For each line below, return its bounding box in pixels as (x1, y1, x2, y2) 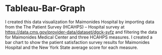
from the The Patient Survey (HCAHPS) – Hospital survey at (5, 24, 125, 29)
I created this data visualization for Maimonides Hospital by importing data (5, 19, 155, 25)
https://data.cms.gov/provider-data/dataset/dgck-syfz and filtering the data (5, 29, 157, 35)
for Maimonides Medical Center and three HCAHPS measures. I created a (5, 34, 153, 40)
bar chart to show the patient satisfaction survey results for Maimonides (5, 39, 150, 45)
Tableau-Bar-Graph (5, 3, 85, 14)
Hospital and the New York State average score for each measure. (5, 44, 138, 50)
